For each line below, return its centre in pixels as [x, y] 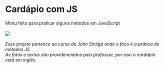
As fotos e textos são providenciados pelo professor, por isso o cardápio [80, 54]
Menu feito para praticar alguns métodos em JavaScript [62, 23]
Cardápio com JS [41, 9]
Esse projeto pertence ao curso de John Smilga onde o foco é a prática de [82, 44]
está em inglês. [21, 60]
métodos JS [17, 49]
